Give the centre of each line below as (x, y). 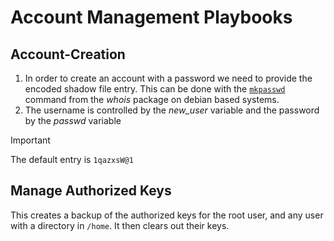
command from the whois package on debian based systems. (152, 99)
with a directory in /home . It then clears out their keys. (120, 225)
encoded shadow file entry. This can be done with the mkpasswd (155, 89)
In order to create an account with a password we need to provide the (168, 78)
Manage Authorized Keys (91, 191)
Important (30, 140)
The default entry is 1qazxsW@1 (72, 159)
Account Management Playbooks (151, 17)
